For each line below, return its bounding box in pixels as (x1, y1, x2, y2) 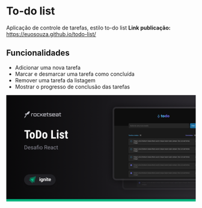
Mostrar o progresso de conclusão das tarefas (14, 83, 130, 90)
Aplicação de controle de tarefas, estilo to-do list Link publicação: (6, 24, 171, 31)
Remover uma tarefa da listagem (14, 76, 96, 84)
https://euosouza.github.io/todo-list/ (6, 30, 96, 37)
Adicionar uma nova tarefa (14, 64, 81, 71)
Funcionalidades (6, 48, 70, 58)
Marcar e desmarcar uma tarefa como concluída (14, 70, 135, 78)
